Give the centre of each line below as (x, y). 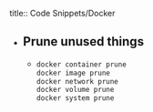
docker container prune (82, 64)
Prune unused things (83, 41)
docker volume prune (75, 90)
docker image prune (73, 73)
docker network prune (77, 81)
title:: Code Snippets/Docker (62, 13)
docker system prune (75, 98)
